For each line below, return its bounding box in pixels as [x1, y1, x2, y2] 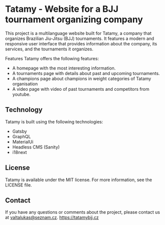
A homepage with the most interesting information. [12, 65, 116, 71]
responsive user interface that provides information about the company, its [5, 40, 157, 46]
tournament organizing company [5, 14, 143, 25]
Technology [5, 106, 43, 114]
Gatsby [12, 128, 27, 134]
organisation [12, 80, 38, 87]
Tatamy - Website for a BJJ [5, 3, 119, 15]
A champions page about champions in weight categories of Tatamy [12, 75, 152, 81]
